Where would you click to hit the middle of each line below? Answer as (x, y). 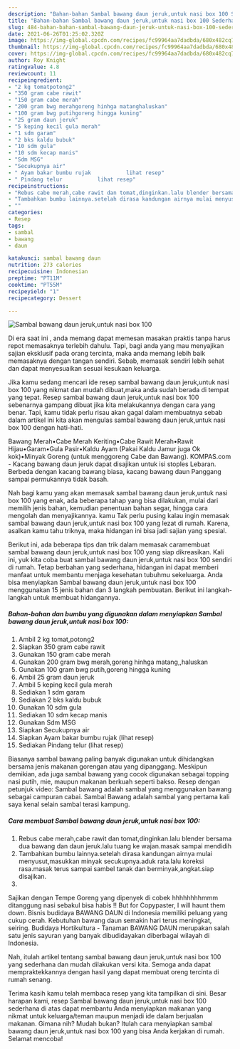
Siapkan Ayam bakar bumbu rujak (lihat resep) (86, 738)
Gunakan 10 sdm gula (50, 707)
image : (18, 41)
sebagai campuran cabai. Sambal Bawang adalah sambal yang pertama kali (119, 797)
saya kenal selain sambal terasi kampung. (69, 804)
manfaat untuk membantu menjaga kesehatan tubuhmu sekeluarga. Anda (116, 575)
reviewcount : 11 (32, 73)
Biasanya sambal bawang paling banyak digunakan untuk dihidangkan (111, 759)
